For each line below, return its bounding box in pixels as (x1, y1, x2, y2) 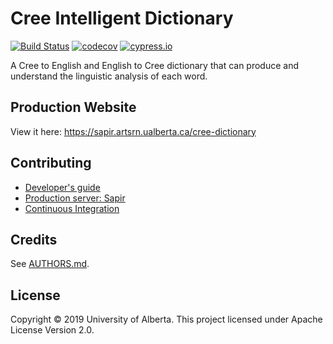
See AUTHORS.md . (10, 258, 90, 270)
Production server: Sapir (24, 192, 126, 204)
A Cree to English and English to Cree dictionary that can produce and (10, 59, 300, 71)
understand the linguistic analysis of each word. (10, 70, 208, 82)
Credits (10, 231, 58, 248)
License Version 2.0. (10, 324, 95, 336)
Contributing (10, 155, 92, 172)
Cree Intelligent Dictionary (10, 7, 234, 30)
